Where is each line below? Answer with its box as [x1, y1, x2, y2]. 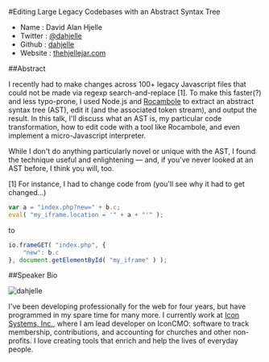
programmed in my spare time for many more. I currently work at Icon [8, 310, 240, 320]
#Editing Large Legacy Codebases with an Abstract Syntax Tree [8, 7, 221, 16]
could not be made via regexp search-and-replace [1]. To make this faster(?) [8, 88, 262, 98]
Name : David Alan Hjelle [19, 23, 103, 31]
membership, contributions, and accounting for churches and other [8, 327, 232, 337]
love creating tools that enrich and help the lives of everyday [37, 336, 239, 346]
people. [8, 344, 34, 354]
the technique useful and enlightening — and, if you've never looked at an [8, 155, 254, 164]
